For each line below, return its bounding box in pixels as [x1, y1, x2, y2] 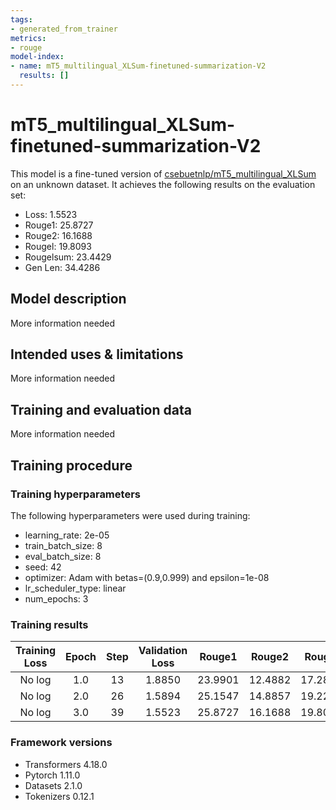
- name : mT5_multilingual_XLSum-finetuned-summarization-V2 [10, 61, 267, 71]
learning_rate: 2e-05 [24, 529, 110, 541]
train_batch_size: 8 [24, 539, 103, 551]
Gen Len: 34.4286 [24, 261, 101, 273]
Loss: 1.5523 [24, 208, 78, 220]
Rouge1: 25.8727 [24, 219, 94, 231]
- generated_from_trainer [10, 24, 118, 34]
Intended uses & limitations [10, 346, 184, 363]
